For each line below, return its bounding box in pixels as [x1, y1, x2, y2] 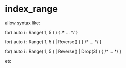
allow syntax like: [5, 20, 41, 26]
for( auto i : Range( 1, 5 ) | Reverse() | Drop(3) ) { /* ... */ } [5, 48, 122, 54]
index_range [5, 3, 58, 15]
